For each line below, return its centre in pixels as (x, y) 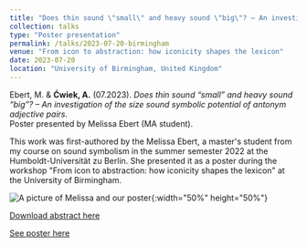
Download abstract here (55, 215)
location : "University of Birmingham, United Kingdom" (116, 69)
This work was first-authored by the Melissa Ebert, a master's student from (151, 141)
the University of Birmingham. (66, 180)
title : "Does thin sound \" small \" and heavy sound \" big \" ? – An (138, 18)
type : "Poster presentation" (65, 35)
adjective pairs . (39, 114)
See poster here (40, 232)
